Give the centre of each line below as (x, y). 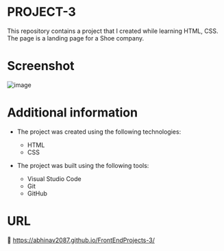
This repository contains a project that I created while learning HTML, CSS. (113, 31)
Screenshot (41, 66)
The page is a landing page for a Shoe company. (76, 38)
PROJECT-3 (42, 12)
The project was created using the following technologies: (99, 132)
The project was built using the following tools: (83, 165)
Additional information (73, 113)
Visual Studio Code (54, 178)
